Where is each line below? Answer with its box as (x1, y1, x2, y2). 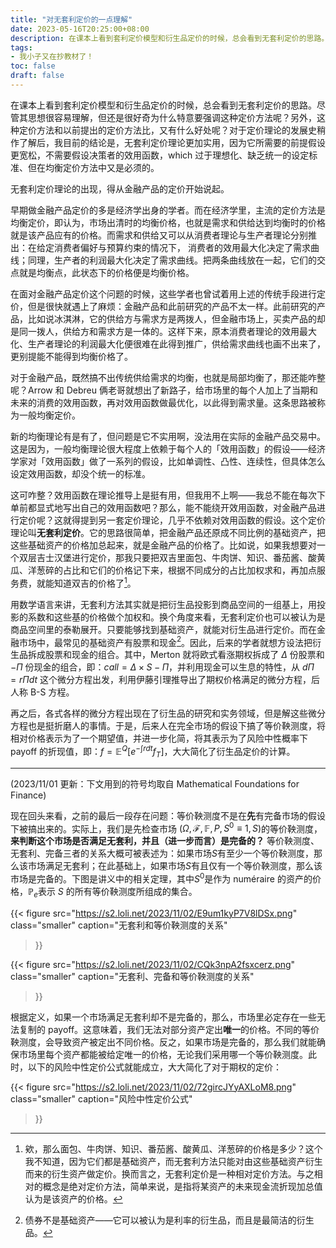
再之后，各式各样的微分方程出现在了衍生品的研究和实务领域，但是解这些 (10, 707, 308, 720)
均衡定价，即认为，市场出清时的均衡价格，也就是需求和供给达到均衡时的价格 (10, 216, 326, 228)
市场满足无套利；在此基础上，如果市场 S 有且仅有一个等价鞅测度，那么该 (27, 860, 323, 872)
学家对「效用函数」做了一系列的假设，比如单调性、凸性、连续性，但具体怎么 (10, 455, 326, 467)
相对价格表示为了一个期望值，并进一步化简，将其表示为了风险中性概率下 (10, 732, 308, 745)
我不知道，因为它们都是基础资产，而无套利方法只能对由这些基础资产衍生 (24, 1155, 323, 1167)
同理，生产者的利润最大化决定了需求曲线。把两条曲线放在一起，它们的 (27, 254, 317, 266)
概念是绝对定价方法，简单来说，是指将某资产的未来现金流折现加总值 (42, 1180, 323, 1192)
